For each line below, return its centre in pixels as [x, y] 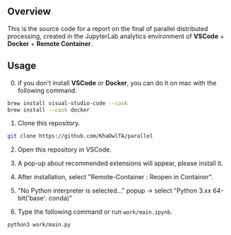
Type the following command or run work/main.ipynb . [95, 212]
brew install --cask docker [49, 110]
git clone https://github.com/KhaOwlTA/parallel [80, 136]
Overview [29, 12]
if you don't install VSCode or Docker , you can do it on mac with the [117, 83]
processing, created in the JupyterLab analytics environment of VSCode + [116, 36]
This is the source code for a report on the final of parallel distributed [108, 28]
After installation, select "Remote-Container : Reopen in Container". [115, 177]
